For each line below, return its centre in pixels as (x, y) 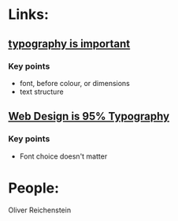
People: (34, 188)
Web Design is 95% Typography (89, 116)
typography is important (69, 44)
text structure (42, 92)
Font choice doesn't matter (63, 156)
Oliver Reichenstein (40, 210)
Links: (29, 15)
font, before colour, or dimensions (74, 83)
